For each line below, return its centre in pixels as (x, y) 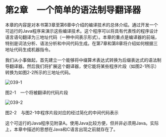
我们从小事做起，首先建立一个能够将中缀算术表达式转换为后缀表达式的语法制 (83, 60)
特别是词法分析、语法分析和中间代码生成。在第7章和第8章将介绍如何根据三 (82, 43)
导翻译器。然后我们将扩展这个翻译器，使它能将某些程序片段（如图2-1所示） (82, 66)
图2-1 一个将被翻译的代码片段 (37, 92)
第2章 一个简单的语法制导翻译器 (73, 10)
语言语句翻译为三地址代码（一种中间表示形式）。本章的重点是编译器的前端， (82, 37)
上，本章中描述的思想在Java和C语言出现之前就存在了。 (61, 129)
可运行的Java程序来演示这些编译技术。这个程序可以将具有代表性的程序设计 (82, 31)
